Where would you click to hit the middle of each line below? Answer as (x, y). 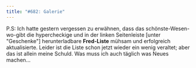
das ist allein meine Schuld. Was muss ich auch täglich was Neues (87, 53)
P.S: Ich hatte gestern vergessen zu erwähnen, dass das (75, 28)
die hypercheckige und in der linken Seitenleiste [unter (94, 35)
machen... (18, 60)
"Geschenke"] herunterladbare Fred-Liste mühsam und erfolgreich (88, 41)
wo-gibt (16, 35)
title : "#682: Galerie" (36, 12)
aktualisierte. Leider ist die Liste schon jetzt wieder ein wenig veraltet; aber (98, 47)
